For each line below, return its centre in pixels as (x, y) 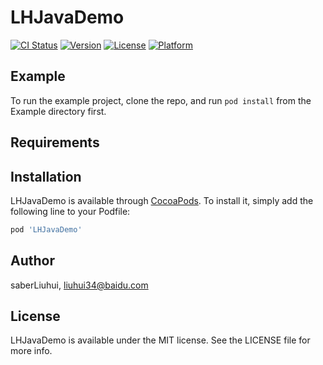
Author (32, 261)
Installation (46, 176)
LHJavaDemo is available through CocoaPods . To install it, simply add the (162, 200)
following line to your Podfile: (70, 211)
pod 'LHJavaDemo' (46, 229)
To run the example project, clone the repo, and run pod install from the (161, 100)
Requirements (55, 142)
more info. (31, 351)
